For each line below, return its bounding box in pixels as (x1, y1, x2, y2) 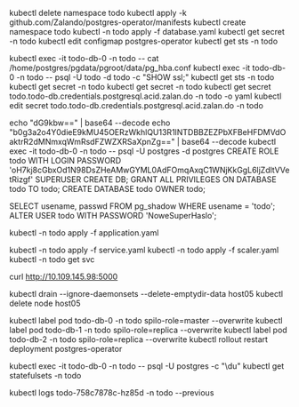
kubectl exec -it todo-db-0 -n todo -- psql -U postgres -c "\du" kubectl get (9, 361, 285, 371)
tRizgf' (9, 174, 34, 185)
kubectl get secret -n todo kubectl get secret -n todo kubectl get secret (9, 82, 271, 92)
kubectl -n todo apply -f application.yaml (9, 227, 159, 238)
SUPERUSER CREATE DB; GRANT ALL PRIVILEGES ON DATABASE (35, 174, 278, 185)
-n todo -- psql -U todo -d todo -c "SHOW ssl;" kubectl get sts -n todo (16, 72, 275, 83)
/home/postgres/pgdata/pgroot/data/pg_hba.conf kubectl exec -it (9, 62, 251, 73)
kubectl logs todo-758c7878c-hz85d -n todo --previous (9, 387, 214, 398)
